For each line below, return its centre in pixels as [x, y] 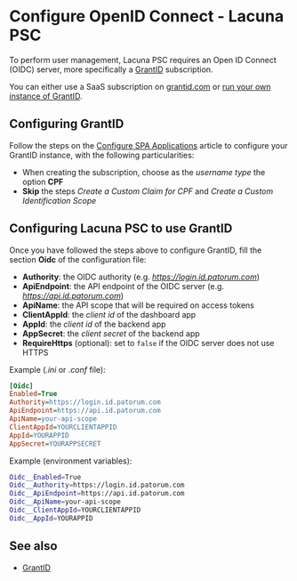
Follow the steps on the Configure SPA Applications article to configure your [148, 145]
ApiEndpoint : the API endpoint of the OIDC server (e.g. [123, 286]
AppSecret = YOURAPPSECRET [55, 444]
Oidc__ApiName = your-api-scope [65, 502]
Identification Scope [59, 200]
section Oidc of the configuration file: [78, 259]
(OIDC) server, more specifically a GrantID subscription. [111, 69]
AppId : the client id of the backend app [94, 324]
